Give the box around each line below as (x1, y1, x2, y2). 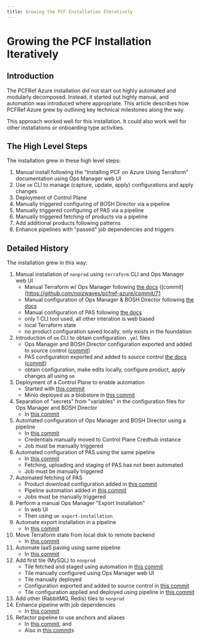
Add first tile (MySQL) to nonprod (15, 557, 96, 564)
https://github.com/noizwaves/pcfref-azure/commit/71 (26, 290, 161, 297)
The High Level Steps (7, 141, 88, 151)
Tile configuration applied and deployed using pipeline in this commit (24, 589, 195, 596)
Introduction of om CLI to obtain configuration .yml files (15, 334, 150, 342)
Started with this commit (24, 385, 85, 392)
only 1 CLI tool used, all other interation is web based (24, 315, 155, 322)
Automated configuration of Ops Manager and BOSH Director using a (15, 417, 186, 424)
